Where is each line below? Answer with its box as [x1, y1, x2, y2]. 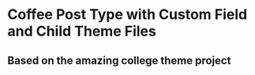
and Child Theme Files [7, 22, 157, 40]
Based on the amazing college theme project [7, 54, 231, 67]
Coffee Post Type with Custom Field [7, 6, 248, 24]
